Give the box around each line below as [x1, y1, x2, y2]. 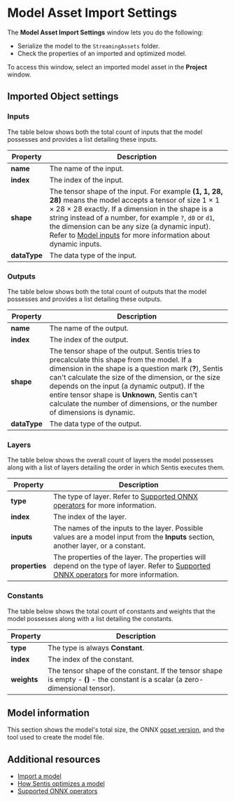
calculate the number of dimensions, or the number [49, 399, 218, 408]
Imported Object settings [7, 91, 119, 102]
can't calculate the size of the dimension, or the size [49, 372, 220, 382]
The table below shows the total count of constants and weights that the [7, 607, 215, 615]
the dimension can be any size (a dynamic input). [49, 221, 211, 231]
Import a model [17, 772, 62, 780]
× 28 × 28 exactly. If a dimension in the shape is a [49, 203, 213, 213]
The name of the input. [49, 163, 124, 173]
